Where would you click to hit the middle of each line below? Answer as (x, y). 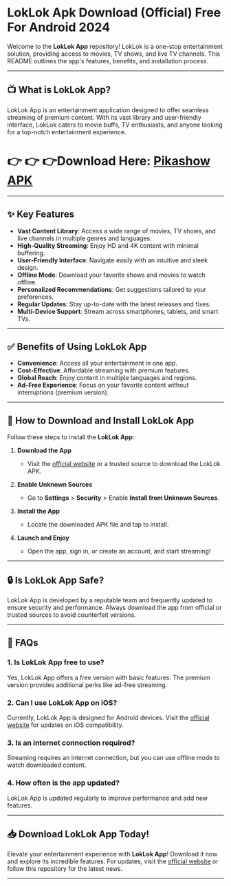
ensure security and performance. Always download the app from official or (114, 607)
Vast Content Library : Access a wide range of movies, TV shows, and (117, 231)
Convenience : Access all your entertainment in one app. (97, 363)
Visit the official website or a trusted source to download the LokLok (124, 464)
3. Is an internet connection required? (71, 743)
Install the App (38, 511)
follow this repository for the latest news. (65, 869)
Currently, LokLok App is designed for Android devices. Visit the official (108, 717)
